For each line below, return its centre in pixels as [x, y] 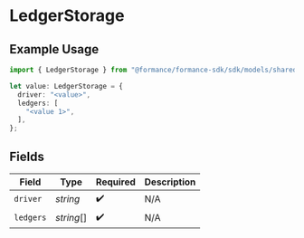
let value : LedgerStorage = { [66, 86]
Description [170, 182]
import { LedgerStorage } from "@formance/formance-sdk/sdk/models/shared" [155, 70]
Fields [27, 156]
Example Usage [54, 49]
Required [115, 182]
